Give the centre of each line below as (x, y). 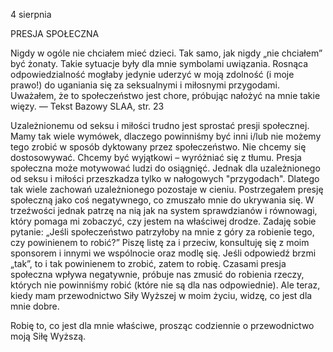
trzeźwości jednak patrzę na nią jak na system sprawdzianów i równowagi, (164, 210)
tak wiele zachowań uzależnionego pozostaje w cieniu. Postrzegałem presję (167, 189)
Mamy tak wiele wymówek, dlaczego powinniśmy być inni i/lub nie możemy (166, 136)
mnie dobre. (35, 306)
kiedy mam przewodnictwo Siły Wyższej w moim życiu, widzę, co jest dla (161, 295)
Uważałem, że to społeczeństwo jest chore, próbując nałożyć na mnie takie (165, 95)
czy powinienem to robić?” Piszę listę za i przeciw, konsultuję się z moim (160, 242)
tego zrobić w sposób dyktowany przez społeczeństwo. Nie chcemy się (158, 147)
